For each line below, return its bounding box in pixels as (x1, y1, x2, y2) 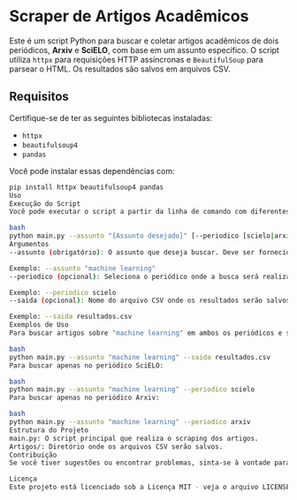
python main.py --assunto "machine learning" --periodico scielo (9, 385, 255, 394)
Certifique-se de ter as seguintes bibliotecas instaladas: (9, 112, 213, 123)
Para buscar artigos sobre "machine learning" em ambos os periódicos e (9, 329, 283, 337)
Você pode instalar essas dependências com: (9, 165, 175, 176)
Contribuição (9, 451, 57, 459)
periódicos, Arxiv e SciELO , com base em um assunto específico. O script (9, 44, 280, 55)
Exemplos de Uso (9, 321, 69, 330)
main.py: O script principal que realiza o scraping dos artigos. (9, 434, 259, 443)
